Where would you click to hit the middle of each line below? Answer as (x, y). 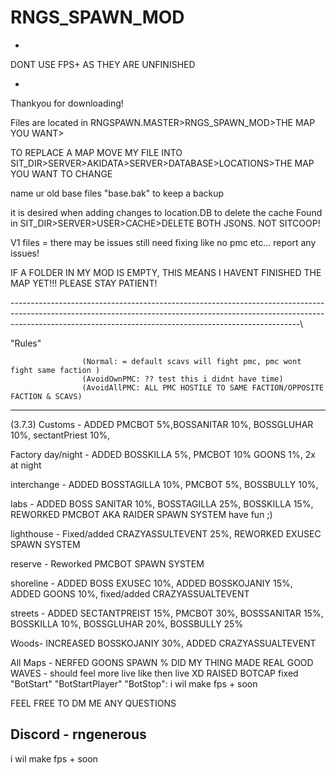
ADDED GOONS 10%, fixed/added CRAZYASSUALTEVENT (130, 593)
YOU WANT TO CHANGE (61, 173)
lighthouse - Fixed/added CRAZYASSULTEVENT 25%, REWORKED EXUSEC (166, 533)
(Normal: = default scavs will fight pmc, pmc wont (191, 361)
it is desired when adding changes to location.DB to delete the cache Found (166, 212)
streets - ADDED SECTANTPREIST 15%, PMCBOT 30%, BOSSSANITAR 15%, (167, 613)
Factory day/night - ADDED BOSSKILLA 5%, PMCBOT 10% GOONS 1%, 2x (163, 454)
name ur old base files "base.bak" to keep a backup (117, 193)
